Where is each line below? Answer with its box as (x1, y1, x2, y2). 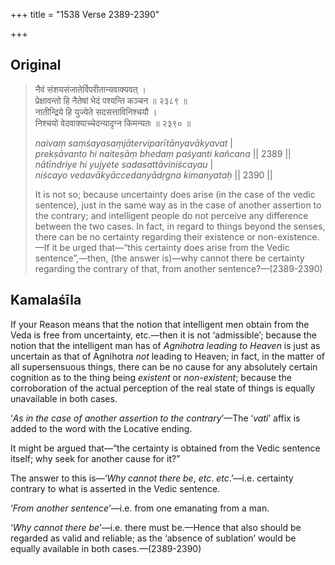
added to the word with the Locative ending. (10, 422, 193, 434)
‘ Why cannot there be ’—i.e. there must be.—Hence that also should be (10, 521, 302, 533)
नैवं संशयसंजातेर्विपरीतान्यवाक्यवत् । (34, 83, 147, 95)
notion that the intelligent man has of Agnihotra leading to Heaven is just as (10, 339, 321, 351)
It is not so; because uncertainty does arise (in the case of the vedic (34, 188, 316, 200)
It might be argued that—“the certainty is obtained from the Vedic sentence (10, 442, 321, 454)
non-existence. (257, 230, 320, 243)
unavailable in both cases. (10, 392, 118, 404)
